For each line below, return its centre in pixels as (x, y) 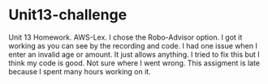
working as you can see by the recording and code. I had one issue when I (133, 45)
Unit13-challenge (68, 15)
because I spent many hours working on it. (80, 71)
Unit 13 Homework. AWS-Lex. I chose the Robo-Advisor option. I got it (125, 37)
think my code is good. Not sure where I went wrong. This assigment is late (134, 63)
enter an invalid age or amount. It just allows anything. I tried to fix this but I (134, 54)
